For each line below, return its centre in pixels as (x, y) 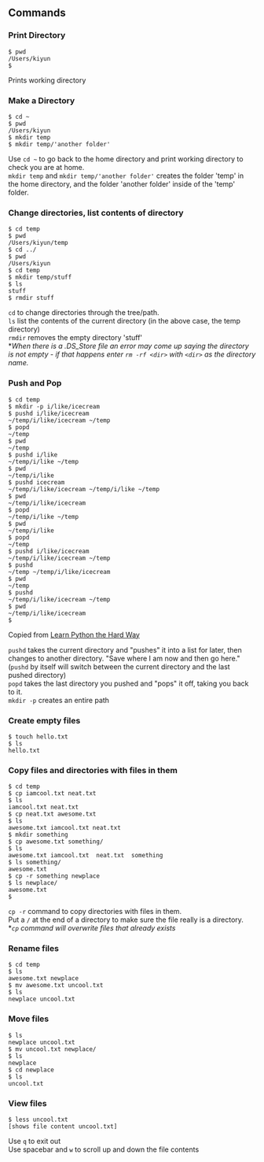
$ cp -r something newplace (54, 876)
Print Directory (37, 35)
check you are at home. (46, 167)
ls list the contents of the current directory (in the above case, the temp (125, 321)
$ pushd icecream (37, 482)
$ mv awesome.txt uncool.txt (56, 986)
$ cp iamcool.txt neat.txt (52, 794)
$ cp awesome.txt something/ (56, 842)
